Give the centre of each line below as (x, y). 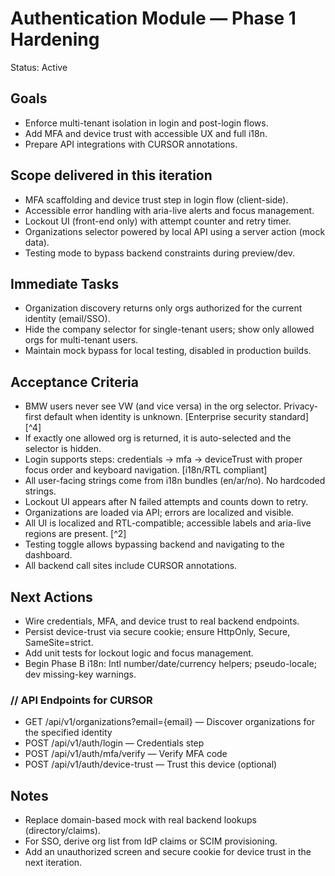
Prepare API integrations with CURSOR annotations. (131, 144)
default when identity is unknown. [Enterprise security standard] (176, 417)
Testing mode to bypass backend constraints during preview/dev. (160, 253)
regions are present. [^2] (75, 534)
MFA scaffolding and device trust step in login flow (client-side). (156, 199)
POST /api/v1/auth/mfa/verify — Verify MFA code (126, 754)
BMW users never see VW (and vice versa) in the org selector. (153, 406)
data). (37, 242)
